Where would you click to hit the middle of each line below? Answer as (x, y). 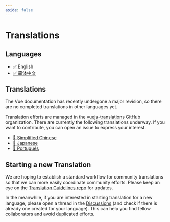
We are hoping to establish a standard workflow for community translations (84, 177)
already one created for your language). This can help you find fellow (78, 209)
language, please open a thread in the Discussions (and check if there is (81, 203)
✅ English (23, 66)
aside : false (19, 10)
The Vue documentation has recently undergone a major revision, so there (83, 102)
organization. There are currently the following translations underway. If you (85, 122)
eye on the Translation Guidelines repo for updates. (59, 188)
